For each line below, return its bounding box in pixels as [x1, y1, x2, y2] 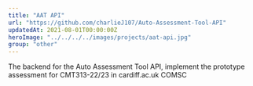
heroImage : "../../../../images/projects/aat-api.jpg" [8, 33, 192, 41]
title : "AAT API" [8, 11, 65, 20]
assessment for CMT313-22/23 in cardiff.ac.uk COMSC [8, 70, 187, 80]
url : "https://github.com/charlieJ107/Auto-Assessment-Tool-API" [8, 19, 226, 27]
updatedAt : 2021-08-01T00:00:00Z [8, 26, 118, 34]
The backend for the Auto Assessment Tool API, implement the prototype [8, 62, 245, 71]
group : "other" [8, 41, 58, 48]
